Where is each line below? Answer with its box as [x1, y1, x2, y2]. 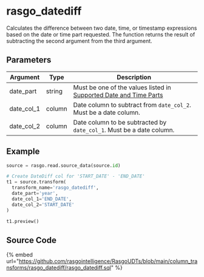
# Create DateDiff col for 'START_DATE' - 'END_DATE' [6, 173, 146, 180]
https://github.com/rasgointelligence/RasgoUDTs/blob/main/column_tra [18, 258, 198, 265]
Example [6, 146, 40, 157]
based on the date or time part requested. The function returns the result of [6, 30, 195, 38]
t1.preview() [6, 218, 39, 224]
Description [116, 73, 152, 81]
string [46, 87, 63, 95]
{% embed [6, 251, 33, 259]
